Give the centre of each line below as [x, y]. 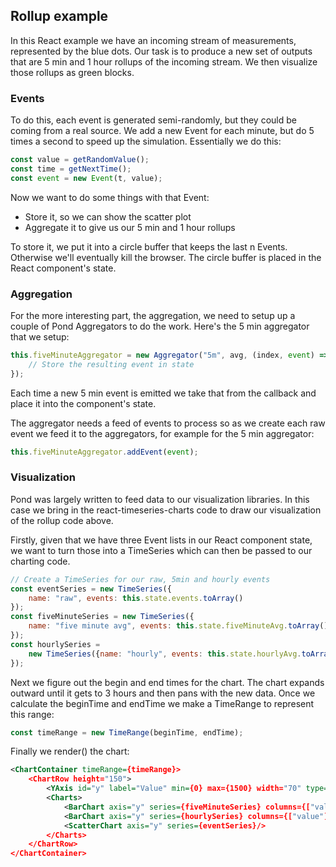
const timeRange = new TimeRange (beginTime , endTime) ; [127, 732]
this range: [32, 714]
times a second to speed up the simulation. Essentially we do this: [146, 141]
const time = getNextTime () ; [71, 169]
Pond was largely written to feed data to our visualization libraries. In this [160, 499]
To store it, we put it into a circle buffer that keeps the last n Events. [149, 246]
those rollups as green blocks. [72, 72]
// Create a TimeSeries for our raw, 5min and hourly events [140, 579]
